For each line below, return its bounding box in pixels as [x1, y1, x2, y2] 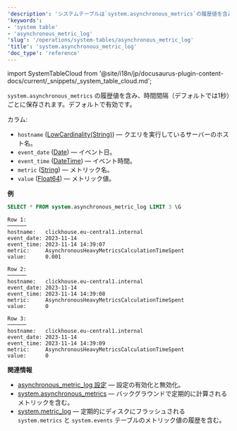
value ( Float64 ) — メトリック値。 [17, 174, 115, 182]
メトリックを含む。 [17, 398, 74, 406]
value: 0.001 [7, 253, 61, 260]
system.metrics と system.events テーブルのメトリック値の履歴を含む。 [17, 415, 226, 424]
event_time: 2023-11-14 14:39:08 [7, 290, 106, 297]
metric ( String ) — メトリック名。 [17, 165, 114, 174]
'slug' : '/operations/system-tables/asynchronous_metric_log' [7, 37, 194, 44]
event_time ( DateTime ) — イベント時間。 [17, 156, 136, 165]
